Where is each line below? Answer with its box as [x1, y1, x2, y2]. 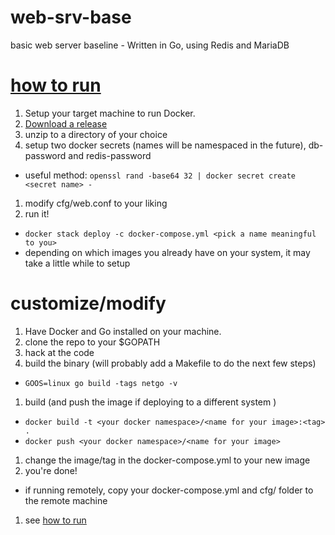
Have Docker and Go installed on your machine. [24, 325, 222, 337]
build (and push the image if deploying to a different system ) [24, 396, 277, 408]
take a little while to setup [24, 257, 131, 269]
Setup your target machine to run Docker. [24, 107, 196, 119]
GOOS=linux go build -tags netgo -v [24, 378, 178, 388]
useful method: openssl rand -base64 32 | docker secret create [24, 169, 296, 181]
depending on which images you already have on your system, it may [24, 246, 311, 258]
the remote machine [24, 494, 108, 506]
